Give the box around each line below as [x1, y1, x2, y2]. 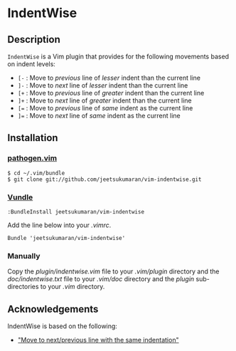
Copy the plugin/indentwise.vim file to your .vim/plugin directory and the [7, 267, 220, 276]
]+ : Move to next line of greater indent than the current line [17, 96, 192, 105]
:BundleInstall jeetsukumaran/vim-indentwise [7, 208, 144, 215]
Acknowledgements [7, 303, 99, 315]
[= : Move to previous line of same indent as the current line [17, 104, 193, 112]
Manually [7, 251, 41, 261]
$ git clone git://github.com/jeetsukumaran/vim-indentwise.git [7, 176, 202, 183]
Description [7, 33, 60, 46]
